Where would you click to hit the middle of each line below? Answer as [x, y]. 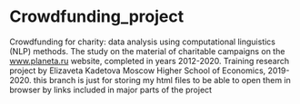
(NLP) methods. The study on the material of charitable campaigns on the [147, 51]
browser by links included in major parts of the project [110, 90]
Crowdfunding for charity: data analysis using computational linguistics [142, 42]
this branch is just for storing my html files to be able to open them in [162, 80]
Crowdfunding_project [97, 17]
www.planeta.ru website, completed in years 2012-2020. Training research [150, 61]
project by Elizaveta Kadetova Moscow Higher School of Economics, [138, 71]
